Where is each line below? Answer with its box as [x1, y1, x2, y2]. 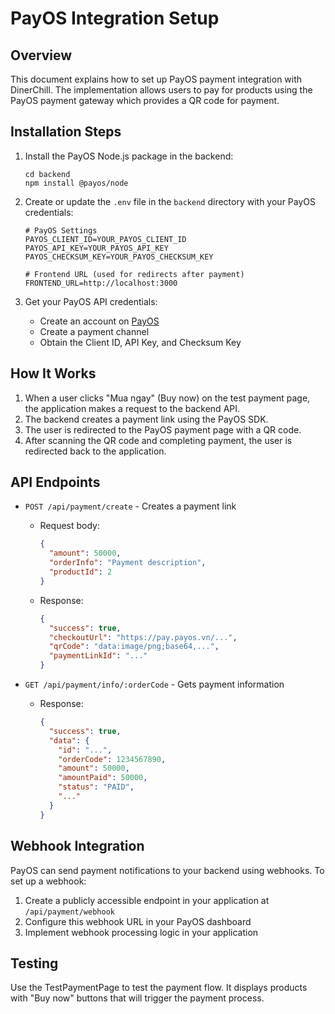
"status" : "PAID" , [58, 782, 135, 792]
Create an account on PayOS [39, 315, 160, 327]
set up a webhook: [10, 875, 87, 887]
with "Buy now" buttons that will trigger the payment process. [10, 992, 265, 1004]
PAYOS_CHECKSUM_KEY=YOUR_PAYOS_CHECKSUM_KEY [24, 252, 214, 262]
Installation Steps [10, 123, 122, 141]
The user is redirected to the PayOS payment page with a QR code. [24, 423, 302, 436]
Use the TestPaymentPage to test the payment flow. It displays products [10, 982, 308, 994]
